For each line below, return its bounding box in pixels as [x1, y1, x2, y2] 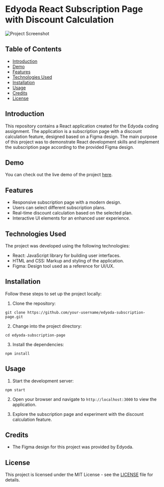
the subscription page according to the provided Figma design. [5, 144, 134, 150]
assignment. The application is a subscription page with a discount [5, 128, 142, 134]
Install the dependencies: [12, 341, 65, 347]
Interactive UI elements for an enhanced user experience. [12, 215, 131, 221]
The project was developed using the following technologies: [5, 243, 130, 248]
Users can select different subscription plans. [12, 205, 106, 211]
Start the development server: [12, 377, 74, 384]
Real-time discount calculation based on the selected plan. [12, 210, 133, 216]
